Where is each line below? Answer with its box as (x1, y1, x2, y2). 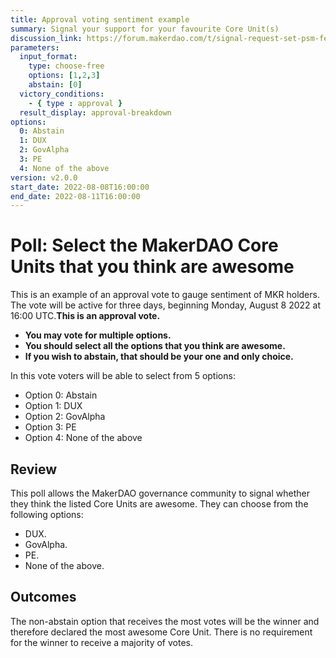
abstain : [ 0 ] (28, 80, 83, 90)
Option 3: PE (24, 421, 77, 433)
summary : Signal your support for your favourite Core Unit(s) (10, 24, 280, 34)
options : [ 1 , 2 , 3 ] (28, 71, 101, 81)
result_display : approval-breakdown (19, 107, 172, 118)
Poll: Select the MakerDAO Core (10, 234, 279, 257)
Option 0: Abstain (24, 389, 98, 401)
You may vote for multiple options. (24, 329, 172, 341)
